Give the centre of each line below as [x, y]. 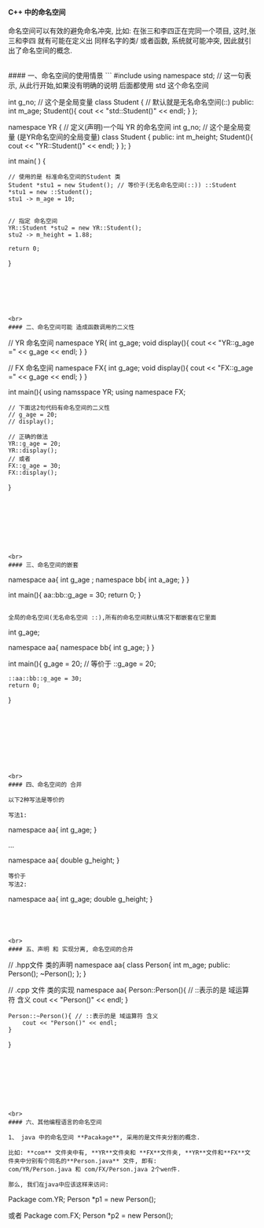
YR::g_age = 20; [35, 444]
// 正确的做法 [28, 437]
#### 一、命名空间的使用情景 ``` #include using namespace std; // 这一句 [126, 75]
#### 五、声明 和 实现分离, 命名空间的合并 [71, 950]
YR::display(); [33, 451]
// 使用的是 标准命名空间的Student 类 [64, 177]
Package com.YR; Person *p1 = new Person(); [82, 1200]
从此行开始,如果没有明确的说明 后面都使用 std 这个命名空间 [114, 86]
